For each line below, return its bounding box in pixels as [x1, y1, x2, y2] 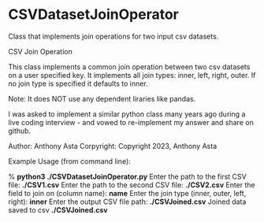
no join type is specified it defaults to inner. [8, 79, 148, 88]
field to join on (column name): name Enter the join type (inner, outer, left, [8, 188, 247, 198]
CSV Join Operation [8, 46, 73, 56]
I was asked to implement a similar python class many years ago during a [8, 109, 246, 119]
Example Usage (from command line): [8, 156, 132, 166]
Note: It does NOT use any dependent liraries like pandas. [8, 94, 196, 103]
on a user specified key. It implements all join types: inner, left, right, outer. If [8, 70, 256, 80]
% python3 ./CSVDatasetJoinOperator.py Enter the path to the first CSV [8, 172, 247, 181]
